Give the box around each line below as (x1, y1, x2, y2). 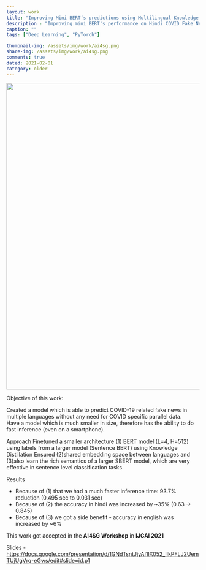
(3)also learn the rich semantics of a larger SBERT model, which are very (6, 457, 190, 465)
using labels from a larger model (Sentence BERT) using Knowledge (6, 444, 178, 451)
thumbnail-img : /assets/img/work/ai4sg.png (6, 43, 120, 49)
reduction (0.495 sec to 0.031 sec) (15, 494, 103, 501)
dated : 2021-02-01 (6, 59, 53, 66)
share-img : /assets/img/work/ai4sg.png (6, 48, 109, 55)
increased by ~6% (15, 520, 63, 527)
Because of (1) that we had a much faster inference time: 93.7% (15, 487, 177, 495)
